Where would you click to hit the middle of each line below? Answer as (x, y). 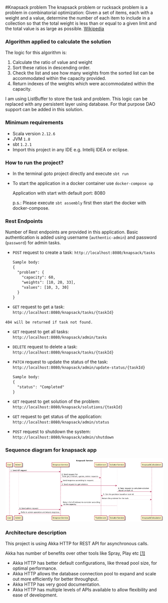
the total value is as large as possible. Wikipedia (55, 29)
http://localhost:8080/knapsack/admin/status (61, 422)
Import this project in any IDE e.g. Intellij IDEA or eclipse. (70, 149)
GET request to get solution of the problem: (56, 401)
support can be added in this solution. (44, 110)
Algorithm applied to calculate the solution (58, 41)
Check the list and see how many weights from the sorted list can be (83, 73)
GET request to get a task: (38, 307)
